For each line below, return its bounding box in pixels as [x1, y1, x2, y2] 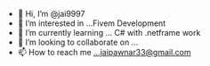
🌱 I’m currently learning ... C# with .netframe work [17, 28, 201, 37]
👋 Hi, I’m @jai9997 [17, 9, 85, 19]
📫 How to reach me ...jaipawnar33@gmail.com [17, 47, 191, 57]
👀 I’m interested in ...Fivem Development [17, 18, 166, 29]
